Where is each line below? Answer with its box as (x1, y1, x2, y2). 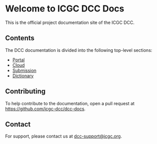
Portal (12, 57, 25, 63)
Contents (5, 34, 35, 42)
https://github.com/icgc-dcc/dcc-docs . (5, 106, 86, 112)
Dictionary (12, 73, 34, 79)
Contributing (5, 87, 46, 96)
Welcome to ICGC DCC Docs (5, 3, 124, 14)
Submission (12, 67, 37, 73)
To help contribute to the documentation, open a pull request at (5, 100, 135, 106)
